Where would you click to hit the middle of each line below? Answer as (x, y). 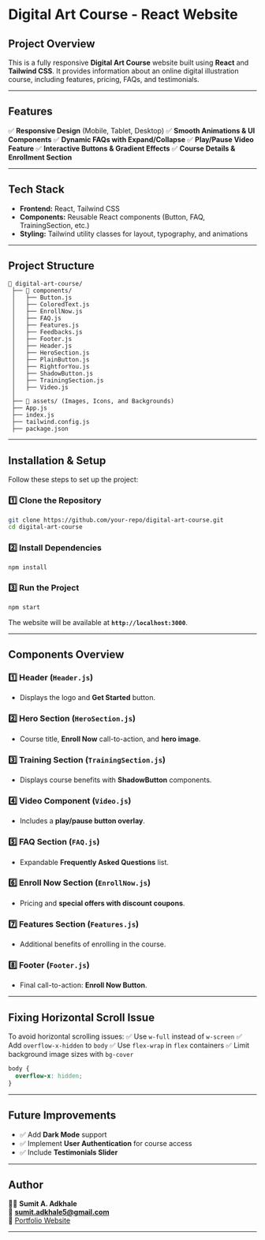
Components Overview (66, 655)
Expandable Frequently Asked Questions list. (94, 862)
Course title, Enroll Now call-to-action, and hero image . (110, 739)
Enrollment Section (40, 157)
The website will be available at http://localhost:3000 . (98, 622)
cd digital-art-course (45, 527)
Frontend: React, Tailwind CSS (69, 208)
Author (26, 1185)
